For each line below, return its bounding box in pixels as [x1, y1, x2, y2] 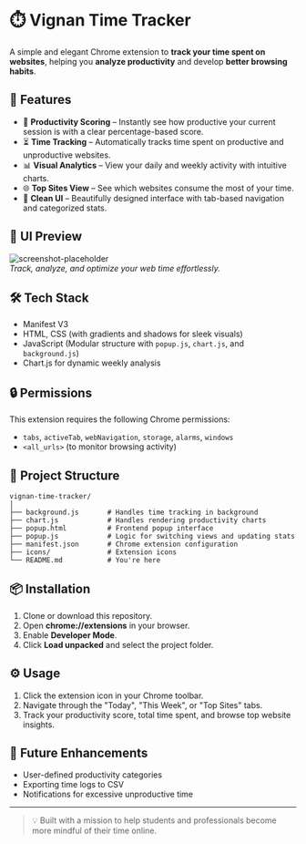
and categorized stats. [22, 202, 107, 213]
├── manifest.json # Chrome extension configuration [9, 540, 239, 549]
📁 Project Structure [9, 468, 120, 483]
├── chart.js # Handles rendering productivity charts [9, 516, 267, 525]
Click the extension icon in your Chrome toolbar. [22, 690, 204, 701]
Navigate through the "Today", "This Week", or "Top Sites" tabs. [22, 699, 263, 710]
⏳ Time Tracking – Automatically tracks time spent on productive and [22, 136, 284, 147]
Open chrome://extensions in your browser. [22, 620, 190, 631]
